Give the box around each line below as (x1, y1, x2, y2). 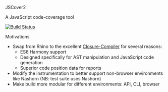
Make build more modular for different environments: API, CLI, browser (12, 81, 160, 87)
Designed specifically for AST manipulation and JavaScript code (20, 54, 154, 60)
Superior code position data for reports (20, 65, 102, 71)
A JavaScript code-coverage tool (5, 14, 74, 20)
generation (20, 60, 43, 65)
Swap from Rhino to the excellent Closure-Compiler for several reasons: (12, 43, 162, 50)
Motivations (5, 34, 30, 39)
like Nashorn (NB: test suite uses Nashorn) (12, 76, 101, 81)
